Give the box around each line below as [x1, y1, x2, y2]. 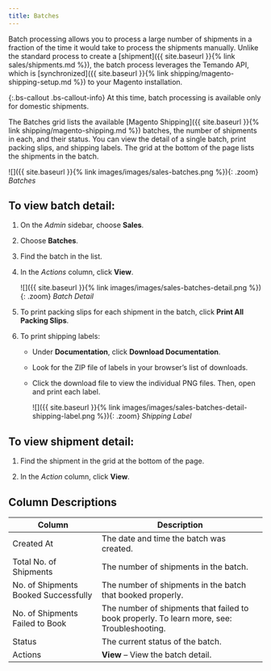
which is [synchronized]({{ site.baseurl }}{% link [8, 68, 169, 78]
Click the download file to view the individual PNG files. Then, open [31, 378, 256, 388]
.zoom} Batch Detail [27, 292, 94, 302]
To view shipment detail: [8, 434, 135, 449]
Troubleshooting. [101, 623, 166, 635]
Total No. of [12, 556, 56, 568]
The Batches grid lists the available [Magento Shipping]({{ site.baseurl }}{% [8, 116, 260, 126]
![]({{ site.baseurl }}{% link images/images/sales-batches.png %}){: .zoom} [8, 167, 259, 176]
